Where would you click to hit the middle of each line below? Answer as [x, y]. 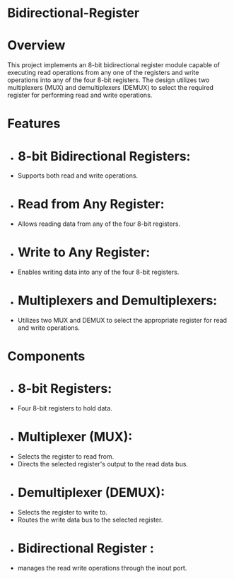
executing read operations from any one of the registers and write [103, 73]
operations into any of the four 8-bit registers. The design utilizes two [109, 80]
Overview [36, 46]
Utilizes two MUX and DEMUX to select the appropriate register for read [122, 321]
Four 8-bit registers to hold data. [65, 408]
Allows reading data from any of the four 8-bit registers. [99, 224]
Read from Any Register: [91, 204]
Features [34, 124]
